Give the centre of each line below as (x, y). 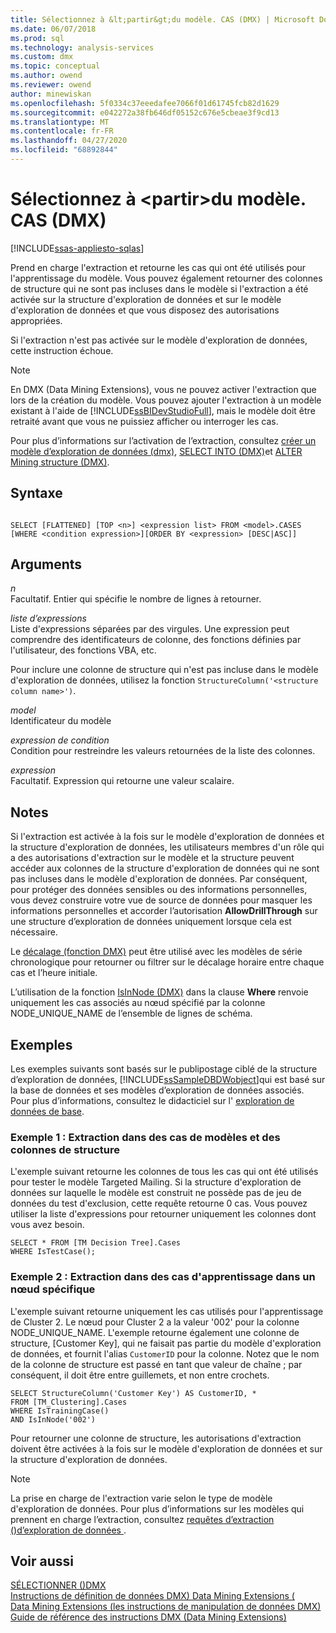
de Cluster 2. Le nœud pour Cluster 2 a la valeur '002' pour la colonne (155, 1322)
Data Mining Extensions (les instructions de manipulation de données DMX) (166, 1607)
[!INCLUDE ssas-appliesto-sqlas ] (77, 248)
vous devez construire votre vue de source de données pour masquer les (161, 900)
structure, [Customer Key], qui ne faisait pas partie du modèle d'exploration (166, 1343)
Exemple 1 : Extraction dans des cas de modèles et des (145, 1137)
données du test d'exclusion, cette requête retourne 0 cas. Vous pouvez (159, 1203)
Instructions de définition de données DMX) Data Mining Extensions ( (152, 1596)
